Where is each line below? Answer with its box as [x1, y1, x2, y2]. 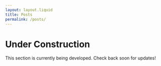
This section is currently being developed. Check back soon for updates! [5, 55, 156, 61]
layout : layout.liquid [5, 7, 53, 13]
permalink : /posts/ [5, 17, 46, 22]
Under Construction [5, 38, 91, 50]
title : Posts [5, 12, 33, 17]
